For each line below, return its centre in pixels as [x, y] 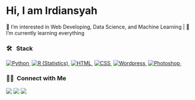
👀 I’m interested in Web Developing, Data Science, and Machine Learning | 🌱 [98, 27]
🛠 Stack [20, 48]
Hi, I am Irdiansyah [52, 11]
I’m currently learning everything [45, 33]
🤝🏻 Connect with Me [36, 78]
